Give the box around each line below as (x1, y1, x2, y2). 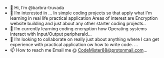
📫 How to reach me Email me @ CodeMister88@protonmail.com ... (9, 47, 147, 53)
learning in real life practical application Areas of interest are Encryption (9, 15, 158, 21)
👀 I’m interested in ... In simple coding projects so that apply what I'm (9, 10, 152, 16)
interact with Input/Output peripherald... (9, 31, 92, 37)
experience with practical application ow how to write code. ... (9, 42, 138, 47)
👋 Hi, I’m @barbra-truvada (9, 5, 64, 10)
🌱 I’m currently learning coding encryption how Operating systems (9, 26, 147, 32)
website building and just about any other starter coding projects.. (9, 20, 146, 26)
